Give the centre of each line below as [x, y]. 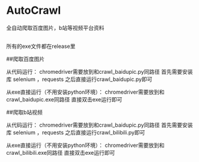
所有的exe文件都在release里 [41, 46]
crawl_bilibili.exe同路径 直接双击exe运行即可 [61, 153]
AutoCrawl [34, 10]
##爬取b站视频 [25, 112]
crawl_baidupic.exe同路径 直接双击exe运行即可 [64, 100]
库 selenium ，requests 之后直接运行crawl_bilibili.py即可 [76, 133]
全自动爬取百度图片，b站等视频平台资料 [55, 28]
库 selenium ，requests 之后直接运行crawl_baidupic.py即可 [79, 79]
